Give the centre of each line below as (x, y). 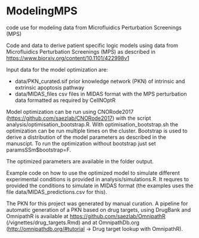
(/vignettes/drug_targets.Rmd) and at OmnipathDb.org (73, 222)
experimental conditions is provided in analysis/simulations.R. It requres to (98, 179)
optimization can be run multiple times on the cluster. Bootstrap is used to (97, 131)
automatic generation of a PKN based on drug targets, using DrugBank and (99, 209)
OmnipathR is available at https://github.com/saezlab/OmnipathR (86, 216)
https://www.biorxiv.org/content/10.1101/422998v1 (68, 58)
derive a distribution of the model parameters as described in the (86, 137)
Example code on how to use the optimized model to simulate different (93, 173)
